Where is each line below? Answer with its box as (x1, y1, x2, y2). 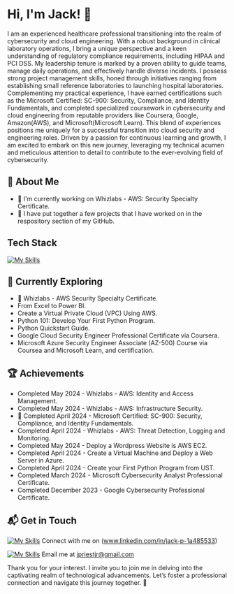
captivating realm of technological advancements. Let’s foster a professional (7, 571, 227, 579)
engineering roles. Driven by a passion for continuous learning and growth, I (7, 133, 226, 142)
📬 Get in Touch (7, 514, 77, 526)
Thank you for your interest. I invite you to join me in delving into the (7, 564, 203, 572)
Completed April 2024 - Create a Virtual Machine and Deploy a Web (17, 449, 213, 457)
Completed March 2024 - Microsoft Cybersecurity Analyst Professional (17, 471, 224, 479)
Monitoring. (17, 434, 51, 442)
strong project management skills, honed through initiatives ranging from (7, 73, 217, 82)
